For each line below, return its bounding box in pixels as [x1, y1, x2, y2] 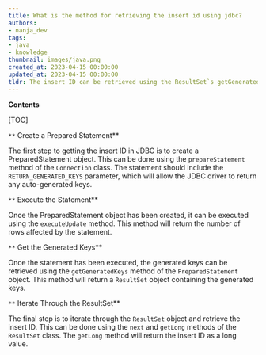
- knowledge [8, 48, 47, 56]
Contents [8, 100, 40, 109]
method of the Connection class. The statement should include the [8, 162, 224, 172]
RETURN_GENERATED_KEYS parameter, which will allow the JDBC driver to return [8, 171, 257, 181]
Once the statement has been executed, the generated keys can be [8, 258, 228, 267]
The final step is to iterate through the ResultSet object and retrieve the [8, 314, 241, 323]
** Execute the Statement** [8, 195, 99, 204]
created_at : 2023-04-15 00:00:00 [8, 63, 119, 71]
